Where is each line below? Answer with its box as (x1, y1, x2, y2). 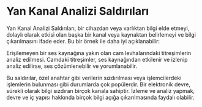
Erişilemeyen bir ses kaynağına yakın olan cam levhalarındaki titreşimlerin (6, 49, 192, 56)
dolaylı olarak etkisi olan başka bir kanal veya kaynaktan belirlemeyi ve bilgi (6, 31, 196, 38)
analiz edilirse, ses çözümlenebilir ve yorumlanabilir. (6, 62, 138, 70)
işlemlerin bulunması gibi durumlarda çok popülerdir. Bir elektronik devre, (6, 81, 191, 88)
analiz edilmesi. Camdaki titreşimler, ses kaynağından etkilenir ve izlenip (6, 56, 188, 63)
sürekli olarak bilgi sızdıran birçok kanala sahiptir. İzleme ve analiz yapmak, (6, 87, 195, 94)
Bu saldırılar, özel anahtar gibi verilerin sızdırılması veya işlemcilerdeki (6, 74, 182, 81)
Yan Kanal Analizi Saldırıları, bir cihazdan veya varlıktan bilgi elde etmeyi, (6, 24, 190, 32)
